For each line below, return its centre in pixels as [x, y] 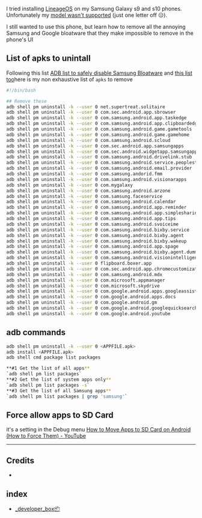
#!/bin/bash [21, 90]
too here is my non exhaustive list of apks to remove [70, 79]
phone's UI [20, 39]
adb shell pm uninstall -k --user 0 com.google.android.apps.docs [91, 297]
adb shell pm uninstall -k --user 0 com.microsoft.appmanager [86, 280]
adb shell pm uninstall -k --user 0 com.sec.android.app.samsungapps [95, 146]
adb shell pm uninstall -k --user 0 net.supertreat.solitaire [86, 107]
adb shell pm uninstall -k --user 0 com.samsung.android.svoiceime [93, 224]
